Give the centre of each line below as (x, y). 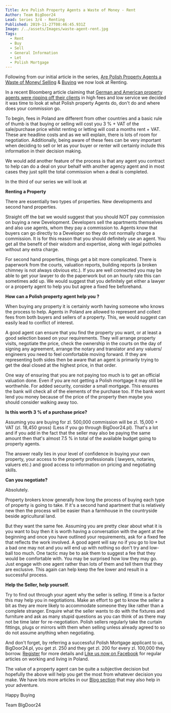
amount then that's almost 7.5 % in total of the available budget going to (81, 438)
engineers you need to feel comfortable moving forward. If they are (76, 354)
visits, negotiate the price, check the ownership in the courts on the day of (83, 344)
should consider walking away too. (42, 403)
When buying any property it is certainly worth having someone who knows (85, 306)
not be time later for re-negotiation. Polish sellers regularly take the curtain (84, 622)
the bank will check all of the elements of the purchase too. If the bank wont (85, 391)
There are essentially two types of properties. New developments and (79, 202)
